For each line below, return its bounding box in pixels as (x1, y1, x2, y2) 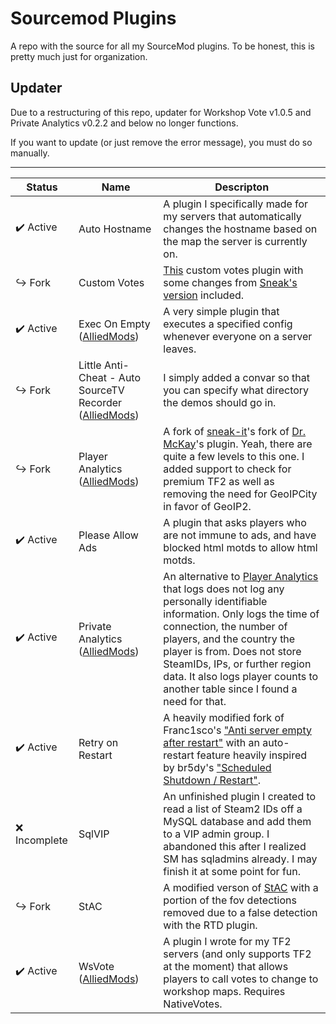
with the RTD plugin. (163, 918, 258, 932)
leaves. (163, 342, 197, 356)
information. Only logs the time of (163, 607, 320, 621)
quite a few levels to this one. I (163, 449, 305, 463)
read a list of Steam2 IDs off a (163, 802, 303, 816)
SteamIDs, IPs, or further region (163, 657, 312, 671)
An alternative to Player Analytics (163, 569, 319, 583)
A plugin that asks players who (163, 515, 307, 529)
